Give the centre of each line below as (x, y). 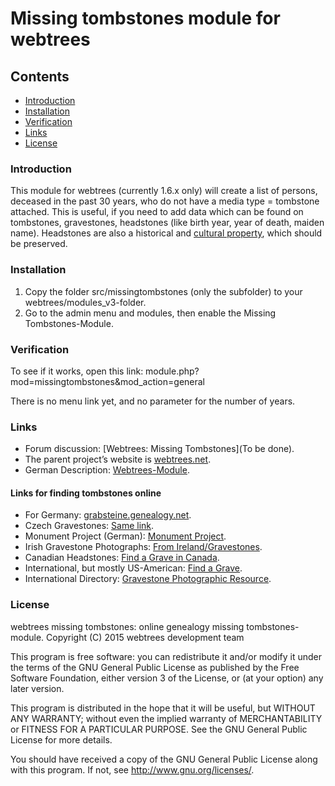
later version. (37, 688)
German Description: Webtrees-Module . (107, 470)
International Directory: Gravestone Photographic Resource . (148, 579)
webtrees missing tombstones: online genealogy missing (127, 626)
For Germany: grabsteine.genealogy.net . (108, 515)
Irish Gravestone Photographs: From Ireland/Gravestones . (143, 547)
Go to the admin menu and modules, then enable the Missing (150, 313)
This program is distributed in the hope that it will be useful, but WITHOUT (163, 708)
